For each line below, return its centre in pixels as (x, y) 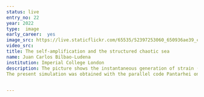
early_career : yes (31, 35)
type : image (23, 29)
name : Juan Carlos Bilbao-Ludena (49, 57)
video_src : (20, 46)
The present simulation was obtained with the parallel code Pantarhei (99, 74)
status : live (23, 12)
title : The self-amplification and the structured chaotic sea (88, 52)
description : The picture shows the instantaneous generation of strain (100, 68)
